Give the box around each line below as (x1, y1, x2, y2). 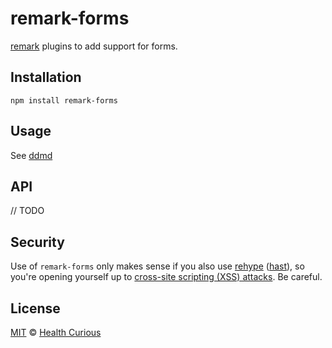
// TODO (10, 205, 45, 217)
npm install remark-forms (10, 95, 118, 106)
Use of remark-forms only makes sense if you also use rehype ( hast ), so (10, 260, 305, 272)
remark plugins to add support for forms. (10, 40, 178, 52)
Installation (10, 69, 82, 86)
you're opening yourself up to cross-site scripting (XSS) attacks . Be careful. (10, 271, 323, 283)
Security (10, 233, 65, 251)
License (10, 300, 61, 317)
